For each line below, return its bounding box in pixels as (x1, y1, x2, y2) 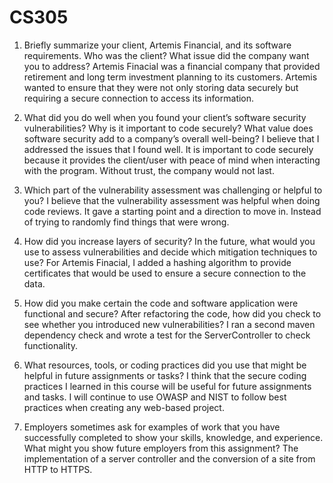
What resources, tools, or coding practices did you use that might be (23, 359, 307, 371)
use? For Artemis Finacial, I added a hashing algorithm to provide (23, 256, 292, 268)
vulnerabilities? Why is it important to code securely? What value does (23, 122, 314, 134)
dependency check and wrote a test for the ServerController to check (23, 329, 311, 341)
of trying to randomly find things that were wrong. (23, 216, 230, 228)
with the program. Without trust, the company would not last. (23, 164, 275, 176)
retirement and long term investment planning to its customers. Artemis (23, 71, 318, 83)
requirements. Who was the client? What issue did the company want (23, 49, 310, 61)
